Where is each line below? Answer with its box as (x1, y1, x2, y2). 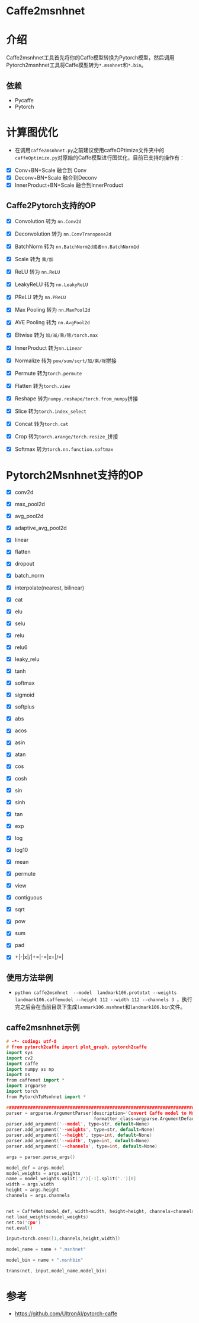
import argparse (6, 1083, 46, 1089)
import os (6, 1072, 31, 1078)
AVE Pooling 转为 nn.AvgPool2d (14, 319, 90, 326)
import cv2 (6, 1055, 33, 1061)
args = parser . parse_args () (6, 1154, 76, 1160)
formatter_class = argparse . (94, 1115, 161, 1122)
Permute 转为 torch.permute (14, 369, 82, 377)
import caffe (6, 1061, 38, 1067)
